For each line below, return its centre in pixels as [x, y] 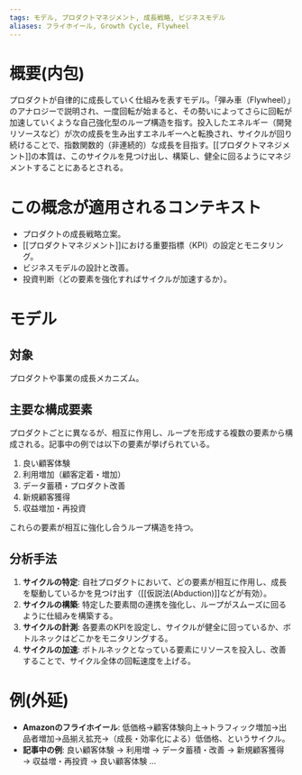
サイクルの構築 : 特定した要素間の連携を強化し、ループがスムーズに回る [154, 604]
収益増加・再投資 [54, 508]
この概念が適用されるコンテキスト [136, 207]
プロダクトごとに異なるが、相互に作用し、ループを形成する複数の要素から [147, 433]
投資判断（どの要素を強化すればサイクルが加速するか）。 [127, 279]
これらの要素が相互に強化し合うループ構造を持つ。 [104, 527]
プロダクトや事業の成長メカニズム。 [77, 378]
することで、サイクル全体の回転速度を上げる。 [109, 661]
